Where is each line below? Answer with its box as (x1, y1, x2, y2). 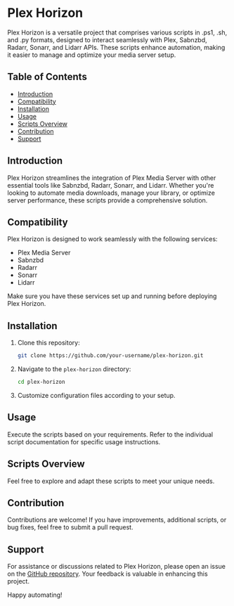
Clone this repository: (17, 339, 80, 347)
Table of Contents (7, 71, 88, 83)
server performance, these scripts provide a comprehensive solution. (7, 195, 208, 205)
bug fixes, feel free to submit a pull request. (7, 523, 134, 531)
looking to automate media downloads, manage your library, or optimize (7, 188, 216, 197)
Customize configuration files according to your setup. (17, 391, 176, 399)
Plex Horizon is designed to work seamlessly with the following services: (7, 235, 218, 243)
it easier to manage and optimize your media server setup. (7, 51, 176, 59)
